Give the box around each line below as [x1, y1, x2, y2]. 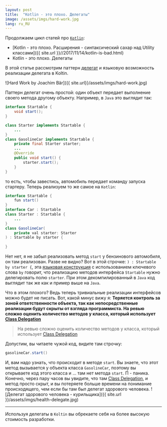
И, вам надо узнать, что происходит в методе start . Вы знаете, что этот [5, 359, 159, 365]
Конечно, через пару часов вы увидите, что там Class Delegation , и [5, 375, 148, 381]
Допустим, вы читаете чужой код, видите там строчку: [5, 341, 123, 347]
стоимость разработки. [5, 416, 56, 422]
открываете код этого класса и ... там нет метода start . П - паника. [5, 370, 150, 376]
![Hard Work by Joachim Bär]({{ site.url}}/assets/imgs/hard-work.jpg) [5, 80, 148, 86]
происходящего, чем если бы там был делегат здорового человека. [5, 386, 150, 392]
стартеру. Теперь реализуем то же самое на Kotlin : [5, 183, 116, 190]
